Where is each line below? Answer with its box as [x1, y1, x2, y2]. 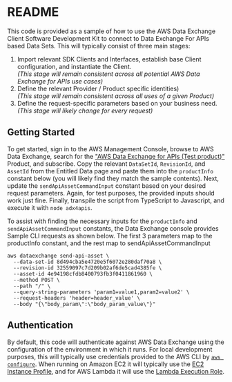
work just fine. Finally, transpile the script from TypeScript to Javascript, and [7, 196, 224, 204]
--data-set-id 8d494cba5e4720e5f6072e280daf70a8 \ [13, 258, 162, 265]
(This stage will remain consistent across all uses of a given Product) [17, 91, 215, 100]
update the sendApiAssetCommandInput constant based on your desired [7, 181, 206, 190]
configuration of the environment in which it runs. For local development [7, 345, 213, 353]
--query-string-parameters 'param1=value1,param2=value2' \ [13, 288, 190, 296]
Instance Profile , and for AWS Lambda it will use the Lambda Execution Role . [7, 367, 225, 375]
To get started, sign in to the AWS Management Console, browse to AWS [7, 144, 214, 153]
